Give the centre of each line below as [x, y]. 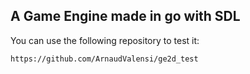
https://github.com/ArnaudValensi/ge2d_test [104, 59]
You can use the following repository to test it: [105, 40]
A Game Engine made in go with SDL [125, 16]
